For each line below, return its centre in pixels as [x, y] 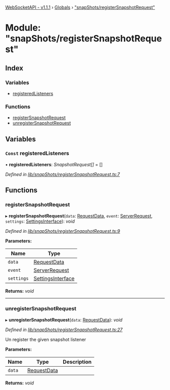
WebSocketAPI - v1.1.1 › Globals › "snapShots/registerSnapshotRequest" [80, 7]
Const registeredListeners [37, 153]
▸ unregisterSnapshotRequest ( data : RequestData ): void [64, 320]
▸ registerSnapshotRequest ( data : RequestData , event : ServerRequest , [79, 216]
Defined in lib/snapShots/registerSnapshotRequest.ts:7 [62, 174]
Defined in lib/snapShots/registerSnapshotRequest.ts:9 [63, 231]
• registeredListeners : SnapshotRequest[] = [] [54, 164]
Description [77, 362]
